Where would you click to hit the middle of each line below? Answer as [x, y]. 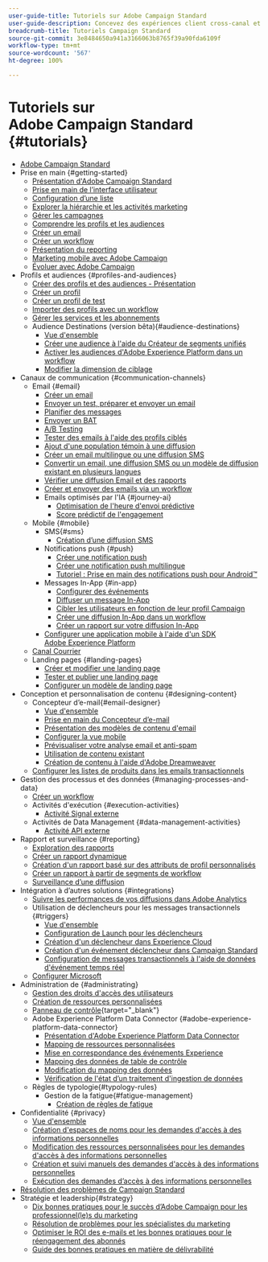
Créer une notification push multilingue [121, 565]
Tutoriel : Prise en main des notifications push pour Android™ [157, 574]
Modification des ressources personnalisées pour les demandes [138, 1146]
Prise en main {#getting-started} [74, 172]
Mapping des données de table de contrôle [115, 1061]
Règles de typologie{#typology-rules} [95, 1087]
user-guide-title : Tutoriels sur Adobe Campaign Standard [107, 16]
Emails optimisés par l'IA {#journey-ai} [107, 497]
